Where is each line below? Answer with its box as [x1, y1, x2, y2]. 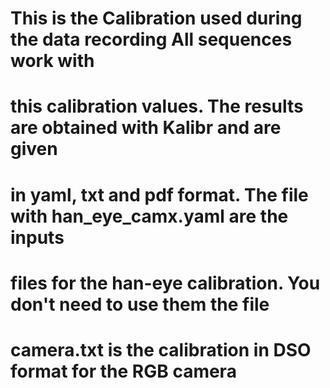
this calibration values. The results [10, 95, 304, 118]
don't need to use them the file [10, 293, 270, 316]
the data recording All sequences [10, 28, 293, 51]
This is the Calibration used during [10, 7, 303, 30]
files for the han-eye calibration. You [10, 272, 321, 294]
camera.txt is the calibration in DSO [10, 338, 312, 361]
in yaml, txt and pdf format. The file [10, 183, 309, 206]
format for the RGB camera [10, 360, 237, 382]
